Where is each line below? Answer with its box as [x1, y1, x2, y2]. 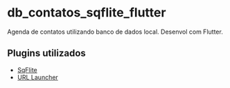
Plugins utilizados [7, 47, 87, 59]
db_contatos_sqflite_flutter [7, 5, 166, 21]
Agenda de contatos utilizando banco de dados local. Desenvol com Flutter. [7, 27, 223, 36]
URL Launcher [17, 73, 59, 81]
